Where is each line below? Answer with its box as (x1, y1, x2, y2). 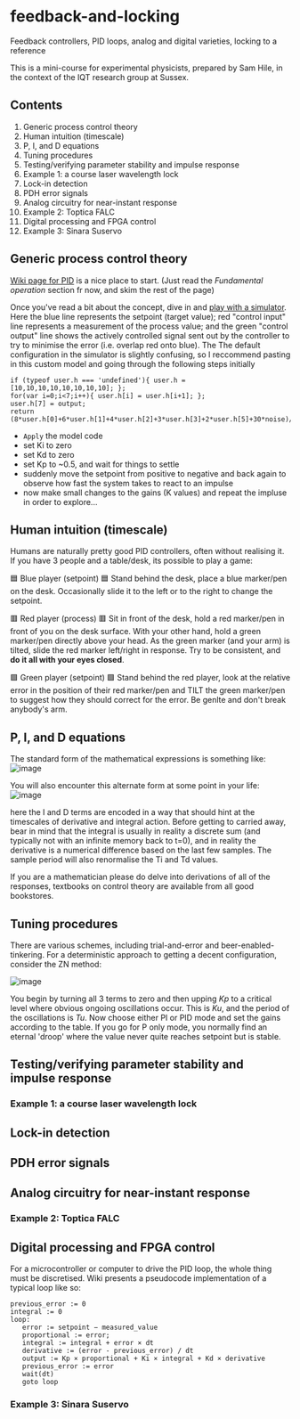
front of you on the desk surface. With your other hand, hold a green (10, 626, 262, 637)
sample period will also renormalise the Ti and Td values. (10, 854, 219, 865)
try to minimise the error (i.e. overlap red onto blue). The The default (10, 339, 261, 350)
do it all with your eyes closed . (10, 655, 125, 665)
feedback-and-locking (10, 6, 181, 27)
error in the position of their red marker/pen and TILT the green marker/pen (10, 685, 286, 696)
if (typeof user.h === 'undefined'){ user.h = (10, 376, 186, 385)
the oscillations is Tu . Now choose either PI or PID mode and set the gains (10, 1013, 281, 1023)
